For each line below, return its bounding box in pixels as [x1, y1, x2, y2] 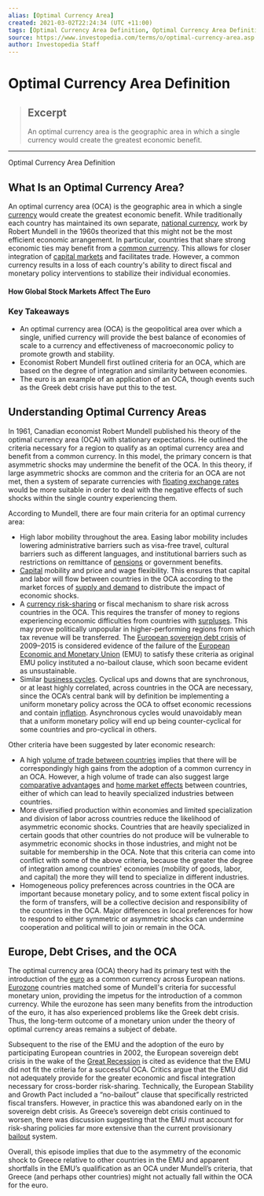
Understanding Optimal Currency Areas [8, 405, 207, 419]
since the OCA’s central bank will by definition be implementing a [19, 691, 229, 701]
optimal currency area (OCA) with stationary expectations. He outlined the [8, 435, 248, 444]
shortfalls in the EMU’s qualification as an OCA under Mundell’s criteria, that [8, 1164, 253, 1173]
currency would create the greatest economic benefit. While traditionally [8, 209, 243, 219]
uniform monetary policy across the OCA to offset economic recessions [19, 699, 252, 709]
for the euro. [8, 1180, 49, 1190]
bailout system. [8, 1131, 58, 1142]
